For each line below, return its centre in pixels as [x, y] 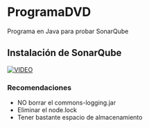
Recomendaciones [39, 87]
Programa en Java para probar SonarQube [68, 31]
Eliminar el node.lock [47, 110]
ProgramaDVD [49, 12]
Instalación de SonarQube [64, 53]
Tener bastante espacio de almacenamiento [80, 118]
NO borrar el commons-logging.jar [67, 103]
